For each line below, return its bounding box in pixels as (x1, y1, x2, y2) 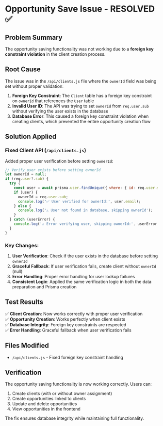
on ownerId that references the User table (12, 98, 94, 104)
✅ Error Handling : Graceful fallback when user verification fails (5, 327, 132, 333)
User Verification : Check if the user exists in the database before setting (12, 253, 158, 259)
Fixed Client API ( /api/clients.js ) (5, 147, 86, 154)
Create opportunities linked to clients (12, 396, 86, 402)
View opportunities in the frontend (12, 406, 81, 412)
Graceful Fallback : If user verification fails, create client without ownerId (12, 263, 157, 269)
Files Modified (5, 342, 49, 350)
